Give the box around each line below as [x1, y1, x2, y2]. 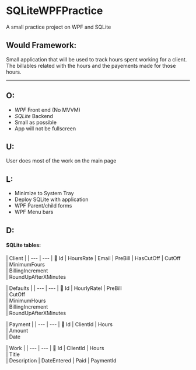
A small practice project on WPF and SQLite [6, 23, 111, 30]
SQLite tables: [6, 241, 41, 249]
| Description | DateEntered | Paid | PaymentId [6, 357, 117, 364]
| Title [6, 351, 20, 358]
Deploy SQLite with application [14, 196, 89, 203]
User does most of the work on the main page [6, 157, 117, 164]
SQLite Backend [14, 112, 54, 119]
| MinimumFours [6, 261, 45, 268]
